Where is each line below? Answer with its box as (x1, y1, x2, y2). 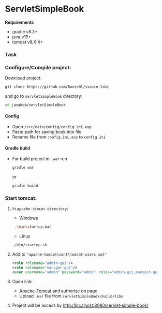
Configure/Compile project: (5, 64, 72, 71)
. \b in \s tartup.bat (14, 224, 52, 229)
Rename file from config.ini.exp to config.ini (12, 134, 106, 140)
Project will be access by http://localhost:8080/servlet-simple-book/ (12, 302, 149, 308)
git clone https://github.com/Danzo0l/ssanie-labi (5, 85, 109, 89)
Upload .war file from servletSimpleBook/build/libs (19, 293, 123, 298)
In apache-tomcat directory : (12, 206, 69, 211)
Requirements (5, 19, 34, 25)
